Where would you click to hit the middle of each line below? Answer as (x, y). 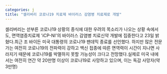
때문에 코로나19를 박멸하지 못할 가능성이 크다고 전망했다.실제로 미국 (84, 54)
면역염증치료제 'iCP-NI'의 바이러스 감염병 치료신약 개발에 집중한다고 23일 (83, 35)
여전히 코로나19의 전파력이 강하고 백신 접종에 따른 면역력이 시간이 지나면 (84, 48)
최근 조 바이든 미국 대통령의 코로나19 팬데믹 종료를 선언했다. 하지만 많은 (83, 41)
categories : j (20, 10)
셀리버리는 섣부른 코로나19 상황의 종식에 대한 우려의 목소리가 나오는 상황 (75, 29)
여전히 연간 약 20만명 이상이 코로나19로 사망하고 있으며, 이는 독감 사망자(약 (87, 60)
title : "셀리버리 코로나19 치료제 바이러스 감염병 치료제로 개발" (64, 14)
